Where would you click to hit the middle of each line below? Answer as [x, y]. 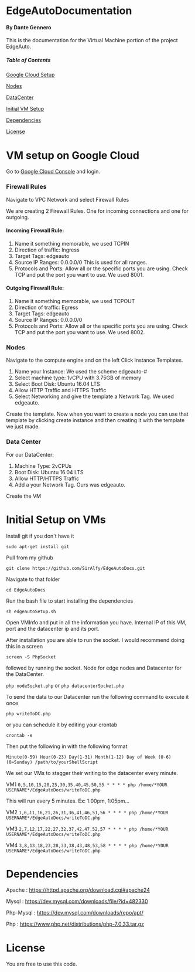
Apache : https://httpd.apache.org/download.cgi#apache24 [78, 890]
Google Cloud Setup [30, 75]
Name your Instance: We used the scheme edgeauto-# [81, 372]
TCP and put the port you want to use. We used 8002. [80, 332]
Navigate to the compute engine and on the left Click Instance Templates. [95, 360]
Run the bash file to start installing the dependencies [70, 601]
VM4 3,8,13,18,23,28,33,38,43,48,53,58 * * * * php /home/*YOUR [87, 845]
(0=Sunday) [19, 762]
